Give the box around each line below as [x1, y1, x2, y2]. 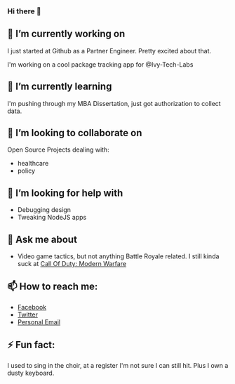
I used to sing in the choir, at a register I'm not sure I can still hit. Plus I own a [7, 361, 229, 369]
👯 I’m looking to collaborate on [7, 126, 142, 139]
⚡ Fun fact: [7, 339, 55, 351]
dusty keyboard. [7, 369, 55, 377]
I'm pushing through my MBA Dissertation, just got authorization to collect [7, 99, 221, 107]
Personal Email [17, 317, 61, 326]
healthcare [17, 159, 49, 168]
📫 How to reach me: [7, 281, 98, 293]
